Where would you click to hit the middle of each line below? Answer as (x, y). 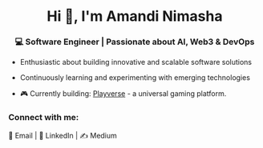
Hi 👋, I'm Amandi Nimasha (135, 16)
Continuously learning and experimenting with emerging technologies (135, 78)
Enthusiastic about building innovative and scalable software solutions (136, 62)
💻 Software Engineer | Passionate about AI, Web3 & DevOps (135, 42)
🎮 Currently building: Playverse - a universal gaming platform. (123, 94)
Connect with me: (44, 118)
